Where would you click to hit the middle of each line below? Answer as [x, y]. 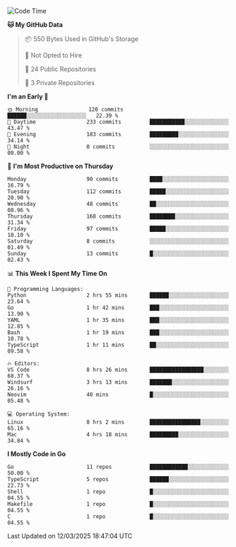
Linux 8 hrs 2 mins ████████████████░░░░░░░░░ [118, 422]
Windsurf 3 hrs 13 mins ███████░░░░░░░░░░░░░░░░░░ [118, 382]
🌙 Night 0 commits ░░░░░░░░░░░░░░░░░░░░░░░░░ [118, 147]
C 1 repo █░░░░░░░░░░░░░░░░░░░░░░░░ [118, 516]
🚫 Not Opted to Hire [53, 55]
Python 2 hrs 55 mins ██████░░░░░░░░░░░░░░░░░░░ [118, 295]
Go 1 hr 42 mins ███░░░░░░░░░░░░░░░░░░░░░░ [118, 308]
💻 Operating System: [39, 414]
